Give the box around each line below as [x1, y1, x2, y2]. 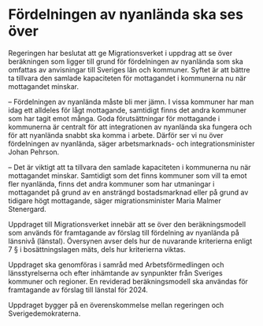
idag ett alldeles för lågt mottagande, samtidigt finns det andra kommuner [8, 105, 247, 115]
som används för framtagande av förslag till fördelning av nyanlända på [8, 228, 240, 237]
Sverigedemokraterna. [8, 309, 81, 318]
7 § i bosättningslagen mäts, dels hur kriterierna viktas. [8, 244, 187, 254]
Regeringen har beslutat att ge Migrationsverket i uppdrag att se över [8, 48, 233, 57]
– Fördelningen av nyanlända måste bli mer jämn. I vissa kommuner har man [8, 97, 254, 106]
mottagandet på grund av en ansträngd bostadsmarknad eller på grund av [8, 187, 249, 197]
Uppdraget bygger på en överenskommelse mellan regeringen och [8, 300, 224, 309]
